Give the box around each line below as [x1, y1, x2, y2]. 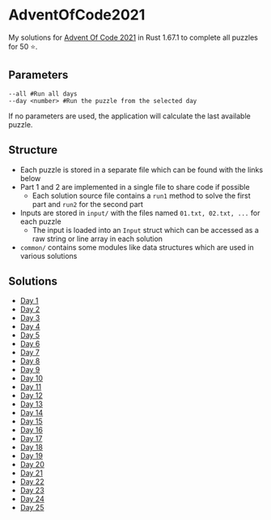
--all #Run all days [8, 89, 78, 98]
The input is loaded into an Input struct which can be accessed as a [32, 225, 259, 234]
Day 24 [19, 494, 44, 504]
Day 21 [19, 468, 43, 478]
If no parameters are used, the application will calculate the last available [8, 111, 251, 121]
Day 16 [19, 425, 43, 435]
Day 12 [19, 391, 43, 401]
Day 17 [19, 434, 43, 444]
